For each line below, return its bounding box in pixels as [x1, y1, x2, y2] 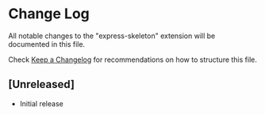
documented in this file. [8, 39, 86, 48]
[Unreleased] [8, 78, 75, 91]
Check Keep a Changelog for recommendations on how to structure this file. [8, 55, 258, 64]
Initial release [19, 98, 63, 108]
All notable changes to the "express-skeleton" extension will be [8, 31, 216, 40]
